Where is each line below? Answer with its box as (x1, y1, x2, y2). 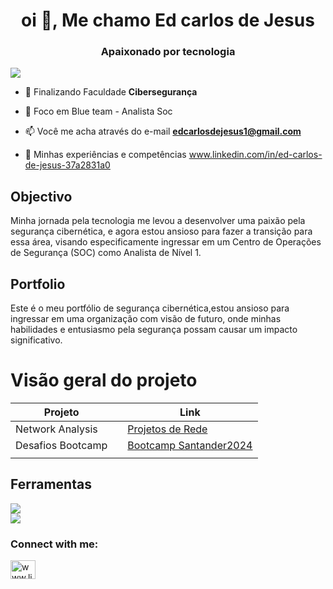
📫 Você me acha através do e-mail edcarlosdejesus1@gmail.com (24, 125, 302, 138)
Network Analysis (15, 422, 98, 436)
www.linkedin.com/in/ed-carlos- (188, 149, 323, 161)
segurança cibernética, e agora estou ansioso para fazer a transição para (10, 225, 313, 238)
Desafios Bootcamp (15, 439, 108, 453)
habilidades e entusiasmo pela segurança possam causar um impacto (10, 324, 298, 336)
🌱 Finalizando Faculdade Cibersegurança (24, 86, 198, 98)
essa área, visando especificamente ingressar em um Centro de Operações (10, 236, 322, 248)
